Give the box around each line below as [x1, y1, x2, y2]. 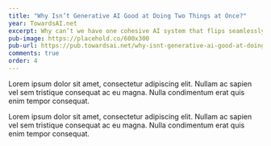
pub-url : [8, 42, 38, 50]
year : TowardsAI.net [8, 19, 78, 27]
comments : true [8, 49, 60, 57]
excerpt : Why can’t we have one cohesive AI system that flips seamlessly [8, 27, 265, 35]
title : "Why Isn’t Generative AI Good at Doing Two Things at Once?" [8, 11, 248, 20]
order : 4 [8, 57, 38, 65]
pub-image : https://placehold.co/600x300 [8, 34, 150, 43]
